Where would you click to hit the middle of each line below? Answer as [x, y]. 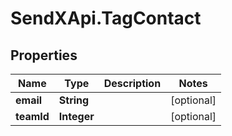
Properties [44, 55]
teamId [32, 116]
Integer [76, 116]
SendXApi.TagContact [106, 18]
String [74, 100]
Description [132, 83]
